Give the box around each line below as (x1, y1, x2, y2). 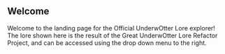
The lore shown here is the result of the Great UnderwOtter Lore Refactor (7, 31, 218, 39)
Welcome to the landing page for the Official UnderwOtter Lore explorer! (7, 24, 215, 32)
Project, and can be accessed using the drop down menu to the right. (7, 38, 208, 47)
